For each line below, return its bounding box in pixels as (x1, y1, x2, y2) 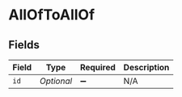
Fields (8, 38, 40, 52)
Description (123, 62, 170, 73)
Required (79, 62, 116, 73)
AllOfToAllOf (8, 6, 95, 24)
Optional (39, 75, 73, 86)
